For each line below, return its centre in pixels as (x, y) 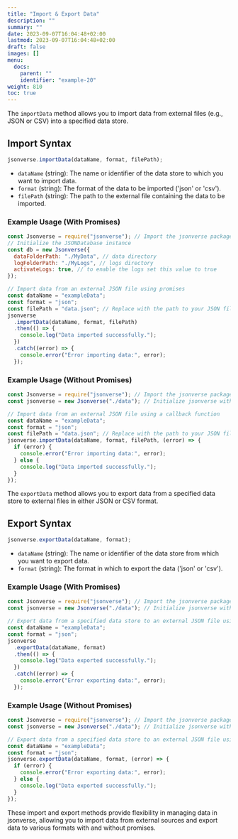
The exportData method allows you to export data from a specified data (112, 494)
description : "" (31, 21)
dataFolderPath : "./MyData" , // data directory (85, 256)
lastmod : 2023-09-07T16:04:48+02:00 (61, 40)
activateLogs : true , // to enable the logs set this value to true (115, 270)
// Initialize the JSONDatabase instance (69, 243)
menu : (15, 60)
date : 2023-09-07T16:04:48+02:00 (57, 34)
